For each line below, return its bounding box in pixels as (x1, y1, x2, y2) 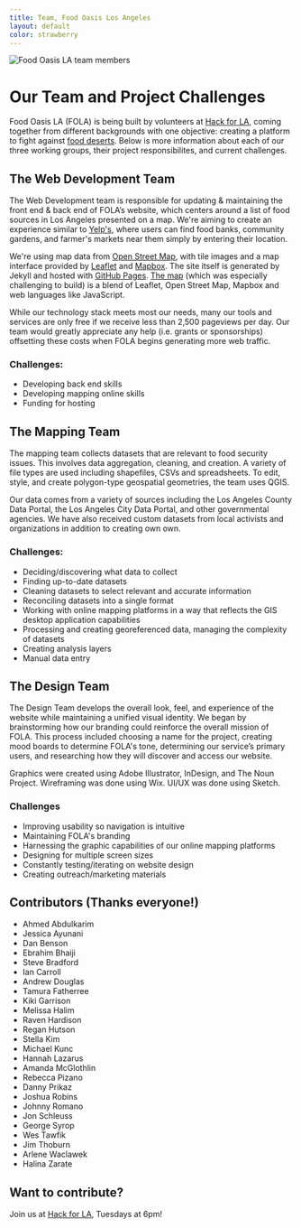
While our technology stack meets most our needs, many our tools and (9, 307, 272, 318)
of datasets (22, 633, 65, 644)
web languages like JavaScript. (9, 290, 125, 301)
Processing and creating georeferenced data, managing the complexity (22, 624, 287, 635)
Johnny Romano (22, 1101, 84, 1112)
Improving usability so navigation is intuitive (22, 821, 185, 832)
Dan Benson (22, 938, 68, 949)
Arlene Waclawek (22, 1149, 88, 1160)
